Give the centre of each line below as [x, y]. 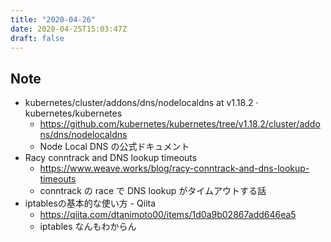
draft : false [37, 38]
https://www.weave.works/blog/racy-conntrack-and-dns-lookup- [174, 168]
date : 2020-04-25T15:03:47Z [69, 29]
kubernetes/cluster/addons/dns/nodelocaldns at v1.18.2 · [141, 103]
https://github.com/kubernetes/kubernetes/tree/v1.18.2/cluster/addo [180, 124]
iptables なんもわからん [88, 227]
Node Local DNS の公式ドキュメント [114, 147]
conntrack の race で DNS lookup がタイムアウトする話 [153, 191]
